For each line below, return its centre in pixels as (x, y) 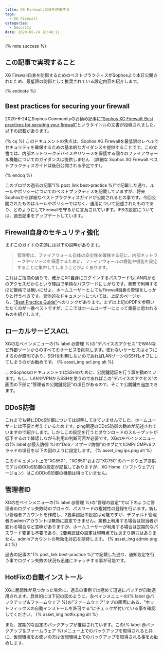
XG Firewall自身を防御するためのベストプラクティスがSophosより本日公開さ (81, 75)
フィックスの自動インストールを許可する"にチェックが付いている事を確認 (82, 608)
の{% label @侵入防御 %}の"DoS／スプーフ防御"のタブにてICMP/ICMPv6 (78, 444)
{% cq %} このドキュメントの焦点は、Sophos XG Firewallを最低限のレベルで (82, 141)
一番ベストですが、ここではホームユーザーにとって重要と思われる (92, 308)
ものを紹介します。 (24, 314)
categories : (17, 23)
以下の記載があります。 (28, 131)
